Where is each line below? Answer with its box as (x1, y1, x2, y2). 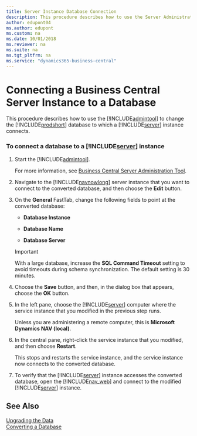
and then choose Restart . (14, 342, 77, 350)
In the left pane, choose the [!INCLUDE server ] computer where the (14, 301, 176, 308)
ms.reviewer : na (6, 42, 46, 48)
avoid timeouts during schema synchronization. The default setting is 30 (14, 265, 190, 272)
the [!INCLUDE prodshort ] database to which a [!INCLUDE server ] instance (6, 121, 184, 128)
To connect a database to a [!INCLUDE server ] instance (6, 142, 165, 151)
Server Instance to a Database (6, 95, 157, 109)
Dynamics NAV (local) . (14, 325, 72, 332)
